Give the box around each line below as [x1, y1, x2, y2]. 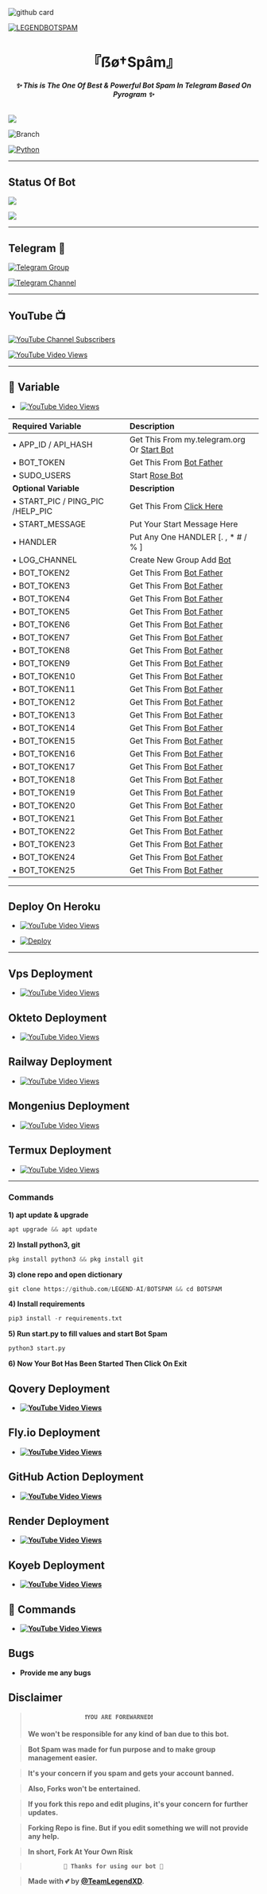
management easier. [27, 1752, 98, 1762]
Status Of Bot [8, 175, 76, 189]
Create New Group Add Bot [130, 554, 232, 565]
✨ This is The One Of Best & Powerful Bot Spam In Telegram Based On [15, 80, 252, 90]
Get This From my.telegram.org [130, 434, 246, 445]
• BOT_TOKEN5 [12, 605, 71, 616]
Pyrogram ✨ [112, 89, 155, 99]
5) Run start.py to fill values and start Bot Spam [8, 1329, 168, 1339]
